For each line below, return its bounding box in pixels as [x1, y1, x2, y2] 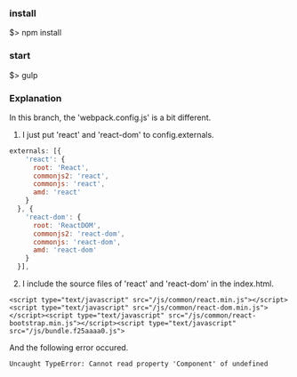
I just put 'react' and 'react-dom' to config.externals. [21, 129, 215, 140]
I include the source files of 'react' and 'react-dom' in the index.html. [21, 278, 274, 289]
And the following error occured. [9, 342, 129, 353]
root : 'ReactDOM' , [32, 221, 101, 229]
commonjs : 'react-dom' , [32, 237, 122, 246]
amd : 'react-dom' [32, 245, 98, 255]
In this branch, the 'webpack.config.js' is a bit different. [9, 112, 212, 123]
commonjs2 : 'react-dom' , [32, 229, 125, 238]
